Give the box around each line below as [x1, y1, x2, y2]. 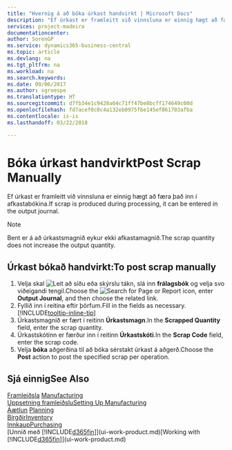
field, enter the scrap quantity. [17, 324, 104, 332]
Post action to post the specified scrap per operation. [17, 353, 170, 361]
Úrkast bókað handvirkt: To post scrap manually [7, 261, 216, 273]
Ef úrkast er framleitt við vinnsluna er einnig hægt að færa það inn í [7, 193, 197, 201]
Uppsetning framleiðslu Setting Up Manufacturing [7, 398, 147, 407]
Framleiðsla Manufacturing [7, 391, 84, 400]
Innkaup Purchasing [7, 420, 62, 429]
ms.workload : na [7, 68, 54, 75]
